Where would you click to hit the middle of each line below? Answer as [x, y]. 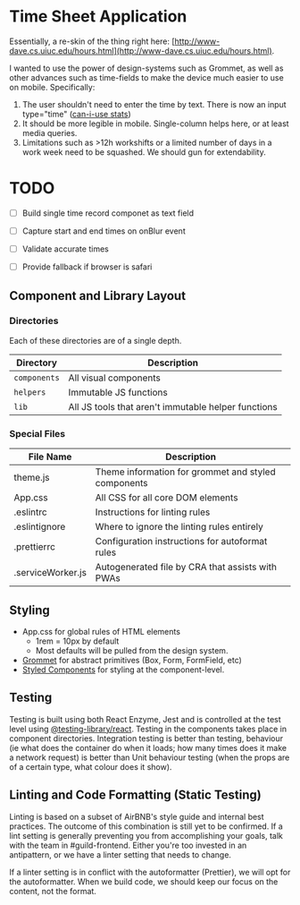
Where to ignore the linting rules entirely [179, 527]
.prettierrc [35, 547]
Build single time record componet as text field [108, 213]
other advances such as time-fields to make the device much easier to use [146, 77]
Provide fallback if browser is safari [87, 267]
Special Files [37, 433]
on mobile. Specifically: [52, 87]
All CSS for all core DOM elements [167, 498]
